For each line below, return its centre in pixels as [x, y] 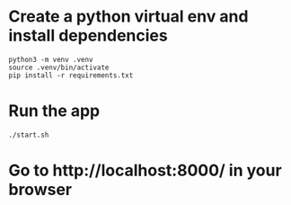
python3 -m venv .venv [51, 59]
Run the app [54, 111]
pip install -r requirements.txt [71, 75]
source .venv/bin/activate [59, 67]
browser [40, 190]
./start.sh [29, 135]
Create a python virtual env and [128, 17]
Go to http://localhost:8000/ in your [145, 170]
